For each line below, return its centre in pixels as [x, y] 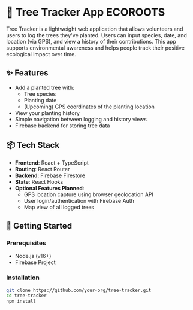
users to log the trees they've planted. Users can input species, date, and [97, 35]
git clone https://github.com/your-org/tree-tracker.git [79, 290]
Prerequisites [26, 243]
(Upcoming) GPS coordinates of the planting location [89, 107]
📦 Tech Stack [33, 145]
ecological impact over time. [41, 54]
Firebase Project [35, 262]
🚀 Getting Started [39, 226]
